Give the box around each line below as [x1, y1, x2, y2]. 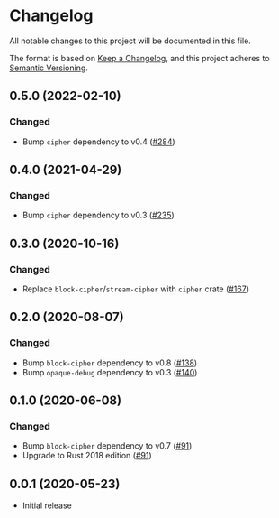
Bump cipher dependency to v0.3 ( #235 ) [22, 209, 175, 221]
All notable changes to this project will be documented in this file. [9, 35, 252, 46]
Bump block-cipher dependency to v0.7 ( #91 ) [22, 440, 193, 451]
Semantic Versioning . [9, 62, 88, 73]
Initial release [22, 500, 72, 511]
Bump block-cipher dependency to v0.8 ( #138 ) [22, 357, 198, 368]
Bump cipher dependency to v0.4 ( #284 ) [22, 136, 175, 147]
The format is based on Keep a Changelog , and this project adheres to [9, 52, 270, 63]
